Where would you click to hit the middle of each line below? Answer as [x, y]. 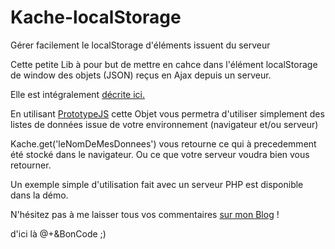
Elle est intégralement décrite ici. [78, 94]
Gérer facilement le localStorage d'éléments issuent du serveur [140, 45]
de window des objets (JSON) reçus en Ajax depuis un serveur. [141, 75]
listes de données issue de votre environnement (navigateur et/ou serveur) [164, 124]
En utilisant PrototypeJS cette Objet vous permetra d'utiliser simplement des [167, 113]
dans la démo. [39, 195]
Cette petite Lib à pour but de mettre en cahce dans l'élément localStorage [164, 64]
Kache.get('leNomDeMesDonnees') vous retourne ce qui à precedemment [163, 143]
